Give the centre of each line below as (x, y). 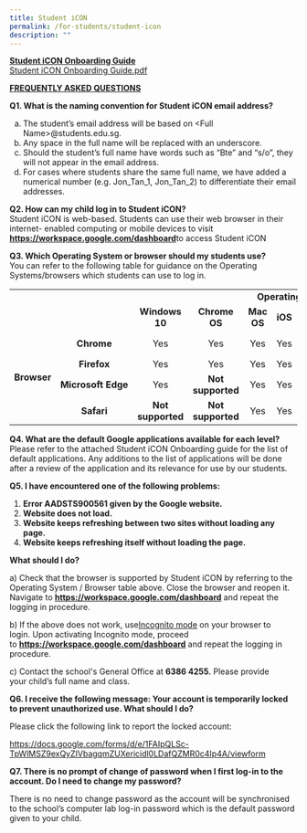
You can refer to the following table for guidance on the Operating (133, 266)
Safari (94, 411)
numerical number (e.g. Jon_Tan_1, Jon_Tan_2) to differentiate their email (159, 182)
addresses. (44, 192)
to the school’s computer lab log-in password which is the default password (152, 808)
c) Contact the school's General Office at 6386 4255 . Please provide (139, 671)
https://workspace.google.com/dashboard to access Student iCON (138, 238)
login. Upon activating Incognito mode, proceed (99, 635)
